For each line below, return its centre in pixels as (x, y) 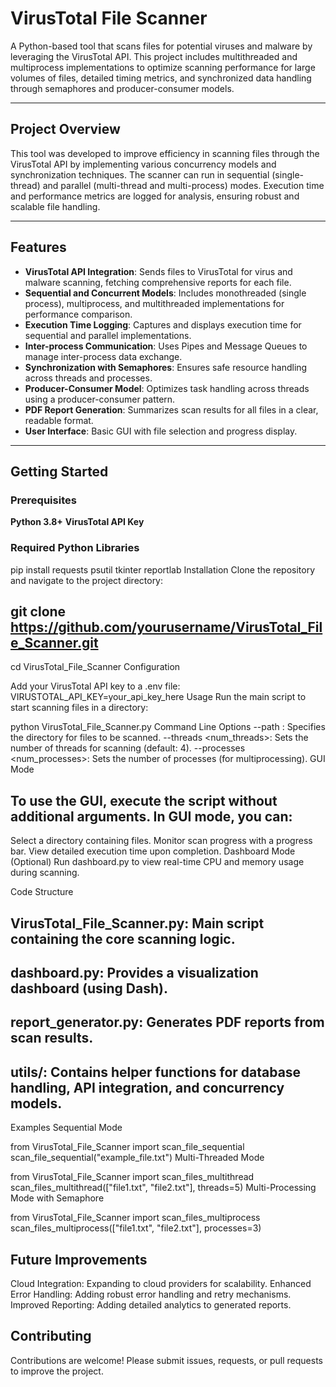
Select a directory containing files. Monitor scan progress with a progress (161, 841)
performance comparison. (78, 314)
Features (38, 247)
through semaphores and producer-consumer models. (122, 88)
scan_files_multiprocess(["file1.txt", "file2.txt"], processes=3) (136, 1228)
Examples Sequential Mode (66, 1128)
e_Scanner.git (54, 642)
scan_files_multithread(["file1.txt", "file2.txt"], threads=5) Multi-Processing (163, 1188)
